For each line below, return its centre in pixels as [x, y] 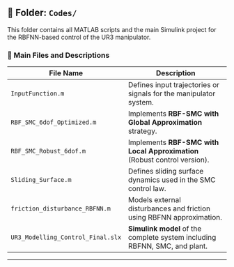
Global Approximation [165, 123]
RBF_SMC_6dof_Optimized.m [54, 122]
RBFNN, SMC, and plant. [167, 246]
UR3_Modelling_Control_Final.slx [66, 237]
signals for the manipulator [172, 93]
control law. [147, 189]
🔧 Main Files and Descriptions [58, 55]
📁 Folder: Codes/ [42, 13]
